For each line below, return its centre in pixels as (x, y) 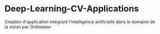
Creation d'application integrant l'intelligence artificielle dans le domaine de (80, 22)
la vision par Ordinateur (28, 26)
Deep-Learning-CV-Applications (72, 9)
